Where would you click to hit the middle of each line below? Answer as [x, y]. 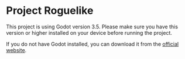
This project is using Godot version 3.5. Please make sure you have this [92, 27]
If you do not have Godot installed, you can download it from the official [92, 44]
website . [16, 50]
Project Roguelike [50, 11]
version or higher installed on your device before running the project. [89, 32]
